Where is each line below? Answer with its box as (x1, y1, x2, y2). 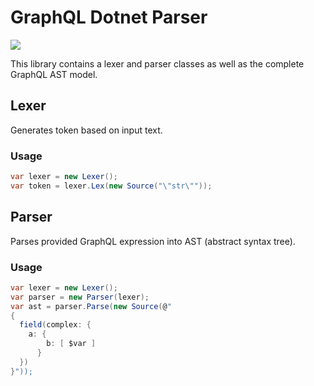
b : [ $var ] (46, 339, 97, 349)
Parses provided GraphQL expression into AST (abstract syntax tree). (10, 235, 296, 247)
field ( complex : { (19, 320, 92, 330)
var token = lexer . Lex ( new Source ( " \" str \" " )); (10, 181, 213, 191)
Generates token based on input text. (10, 124, 163, 136)
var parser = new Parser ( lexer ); (10, 292, 150, 302)
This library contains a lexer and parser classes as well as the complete (10, 57, 305, 70)
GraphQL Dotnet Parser (10, 6, 208, 29)
